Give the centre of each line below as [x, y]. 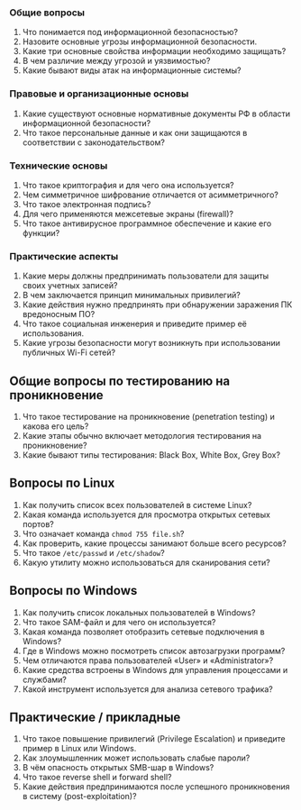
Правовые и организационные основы [99, 94]
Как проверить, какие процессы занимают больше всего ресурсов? [154, 543]
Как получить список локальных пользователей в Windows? [139, 612]
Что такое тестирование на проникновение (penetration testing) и [148, 417]
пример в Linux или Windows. [79, 749]
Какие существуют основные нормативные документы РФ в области [156, 114]
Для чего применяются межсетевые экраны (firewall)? [128, 214]
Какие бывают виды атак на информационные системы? [132, 70]
